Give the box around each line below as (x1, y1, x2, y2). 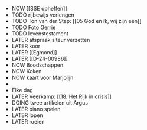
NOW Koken (11, 68, 42, 74)
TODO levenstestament (11, 30, 69, 37)
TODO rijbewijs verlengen (11, 11, 75, 18)
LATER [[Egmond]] (11, 49, 57, 56)
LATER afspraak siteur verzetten (11, 37, 90, 43)
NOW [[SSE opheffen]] (11, 5, 67, 12)
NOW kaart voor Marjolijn (11, 74, 74, 81)
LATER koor (11, 43, 41, 50)
